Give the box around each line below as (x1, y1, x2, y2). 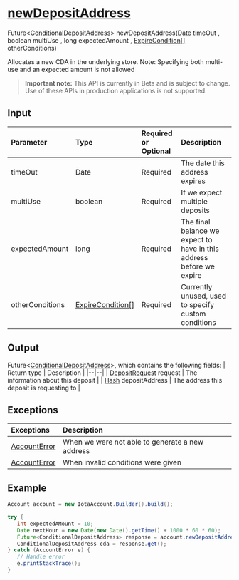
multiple (181, 196, 208, 206)
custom (181, 309, 206, 319)
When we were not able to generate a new (63, 437, 204, 447)
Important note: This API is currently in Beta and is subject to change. (24, 78, 230, 87)
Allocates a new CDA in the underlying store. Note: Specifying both (7, 57, 204, 66)
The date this (181, 158, 225, 168)
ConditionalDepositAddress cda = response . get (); (16, 540, 167, 547)
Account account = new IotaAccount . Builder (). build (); (7, 501, 174, 508)
